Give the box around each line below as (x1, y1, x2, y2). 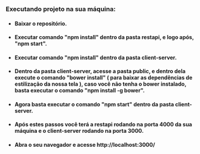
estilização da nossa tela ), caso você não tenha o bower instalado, (14, 80, 187, 88)
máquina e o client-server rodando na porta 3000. (14, 127, 144, 135)
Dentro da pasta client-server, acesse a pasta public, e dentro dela (14, 68, 186, 75)
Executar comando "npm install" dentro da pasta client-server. (14, 54, 177, 61)
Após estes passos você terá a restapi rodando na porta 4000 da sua (14, 121, 192, 128)
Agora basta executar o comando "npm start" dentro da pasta (14, 100, 174, 107)
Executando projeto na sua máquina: (5, 5, 116, 13)
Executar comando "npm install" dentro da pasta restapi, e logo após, (14, 34, 195, 41)
